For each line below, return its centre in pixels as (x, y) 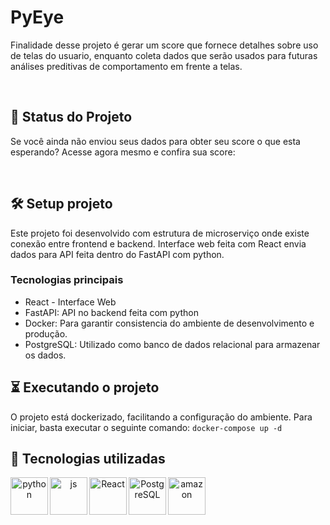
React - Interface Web (70, 302)
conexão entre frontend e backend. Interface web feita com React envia (158, 243)
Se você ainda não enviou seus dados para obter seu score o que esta (155, 141)
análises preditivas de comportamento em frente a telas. (126, 66)
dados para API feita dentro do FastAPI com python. (117, 254)
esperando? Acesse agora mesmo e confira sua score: (123, 152)
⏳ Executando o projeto (85, 387)
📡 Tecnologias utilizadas (88, 459)
